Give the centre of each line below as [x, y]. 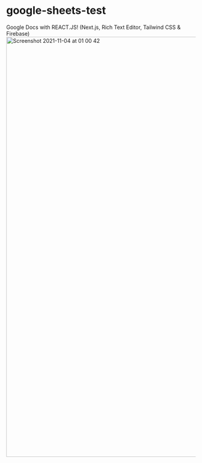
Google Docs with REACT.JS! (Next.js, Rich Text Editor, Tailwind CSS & [93, 27]
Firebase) [18, 33]
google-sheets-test [56, 11]
